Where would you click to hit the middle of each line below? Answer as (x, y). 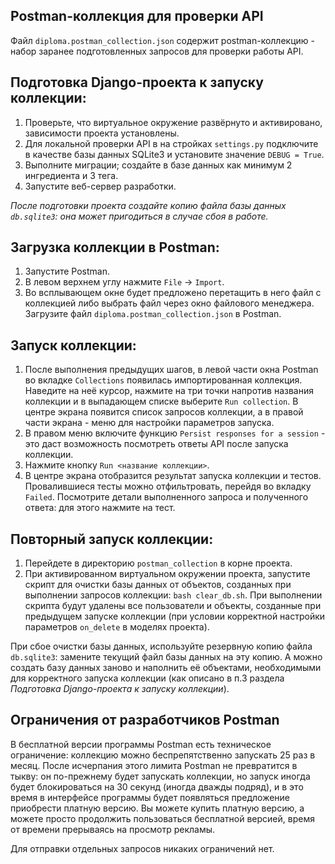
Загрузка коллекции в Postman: (115, 247)
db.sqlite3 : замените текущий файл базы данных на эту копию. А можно (166, 657)
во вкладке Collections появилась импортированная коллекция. (163, 380)
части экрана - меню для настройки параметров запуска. (149, 423)
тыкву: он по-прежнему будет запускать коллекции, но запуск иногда (160, 776)
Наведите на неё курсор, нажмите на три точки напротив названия (169, 391)
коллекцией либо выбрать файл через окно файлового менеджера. (169, 303)
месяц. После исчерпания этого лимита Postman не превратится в (154, 765)
